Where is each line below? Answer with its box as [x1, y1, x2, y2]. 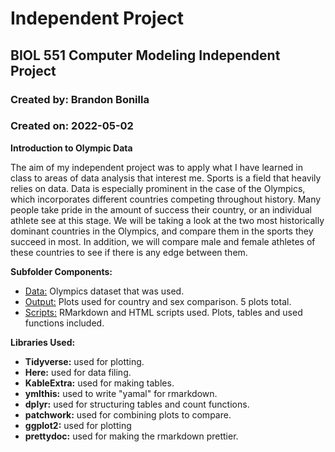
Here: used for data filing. [24, 366, 132, 378]
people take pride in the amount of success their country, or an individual [10, 203, 312, 216]
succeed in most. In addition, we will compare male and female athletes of [10, 235, 316, 247]
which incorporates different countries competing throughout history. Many [10, 193, 322, 205]
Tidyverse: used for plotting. [24, 355, 145, 367]
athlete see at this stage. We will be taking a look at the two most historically [10, 214, 325, 226]
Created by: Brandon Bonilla [10, 92, 150, 106]
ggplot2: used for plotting [24, 419, 132, 431]
